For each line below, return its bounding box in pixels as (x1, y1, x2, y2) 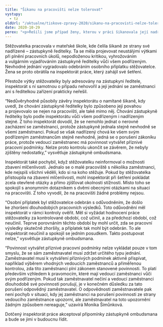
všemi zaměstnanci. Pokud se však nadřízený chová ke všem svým (5, 129, 140, 135)
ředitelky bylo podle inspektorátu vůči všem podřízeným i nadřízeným (5, 114, 144, 119)
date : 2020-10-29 (5, 25, 40, 30)
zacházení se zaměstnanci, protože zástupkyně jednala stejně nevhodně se (5, 124, 156, 129)
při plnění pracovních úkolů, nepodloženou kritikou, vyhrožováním (5, 53, 137, 59)
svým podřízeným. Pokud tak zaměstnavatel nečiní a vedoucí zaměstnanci (5, 276, 154, 282)
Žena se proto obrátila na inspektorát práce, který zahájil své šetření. (5, 69, 142, 74)
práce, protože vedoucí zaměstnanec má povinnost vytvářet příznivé (5, 139, 143, 145)
